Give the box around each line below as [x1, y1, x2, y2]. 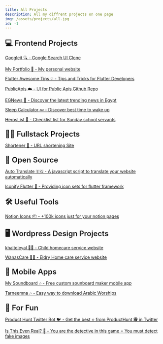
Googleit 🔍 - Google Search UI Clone [5, 55, 81, 61]
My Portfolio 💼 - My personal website [5, 66, 81, 72]
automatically [5, 174, 33, 180]
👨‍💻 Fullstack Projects [5, 129, 80, 139]
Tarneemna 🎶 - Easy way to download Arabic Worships [5, 290, 117, 296]
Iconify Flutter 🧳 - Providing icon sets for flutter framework [5, 183, 124, 190]
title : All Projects [5, 7, 48, 12]
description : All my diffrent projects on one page [5, 12, 113, 17]
